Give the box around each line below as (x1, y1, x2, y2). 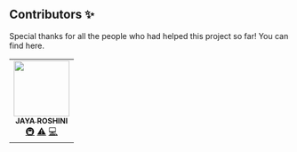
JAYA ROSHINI (14, 116, 68, 125)
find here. (9, 40, 45, 51)
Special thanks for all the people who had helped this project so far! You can (9, 30, 289, 41)
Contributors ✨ (9, 7, 95, 22)
